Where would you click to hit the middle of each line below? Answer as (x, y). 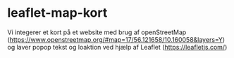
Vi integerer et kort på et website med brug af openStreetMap (97, 32)
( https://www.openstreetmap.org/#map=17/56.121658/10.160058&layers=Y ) (116, 39)
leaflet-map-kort (57, 13)
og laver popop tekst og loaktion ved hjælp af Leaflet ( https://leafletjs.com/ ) (117, 47)
